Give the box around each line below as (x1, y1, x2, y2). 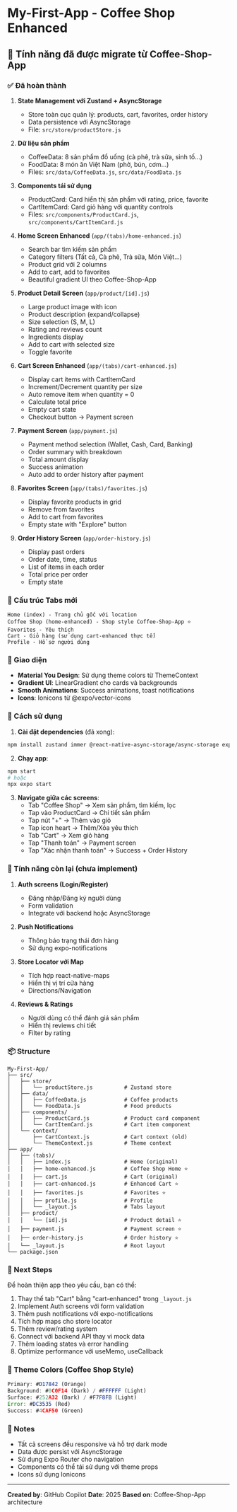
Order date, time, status (28, 555, 97, 563)
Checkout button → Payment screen (28, 412, 134, 421)
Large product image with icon (28, 302, 118, 311)
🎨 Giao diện (7, 655, 47, 665)
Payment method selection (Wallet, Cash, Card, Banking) (28, 440, 193, 449)
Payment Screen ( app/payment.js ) (17, 426, 118, 434)
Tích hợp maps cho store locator (17, 1317, 113, 1326)
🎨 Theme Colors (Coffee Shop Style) (7, 1365, 134, 1375)
